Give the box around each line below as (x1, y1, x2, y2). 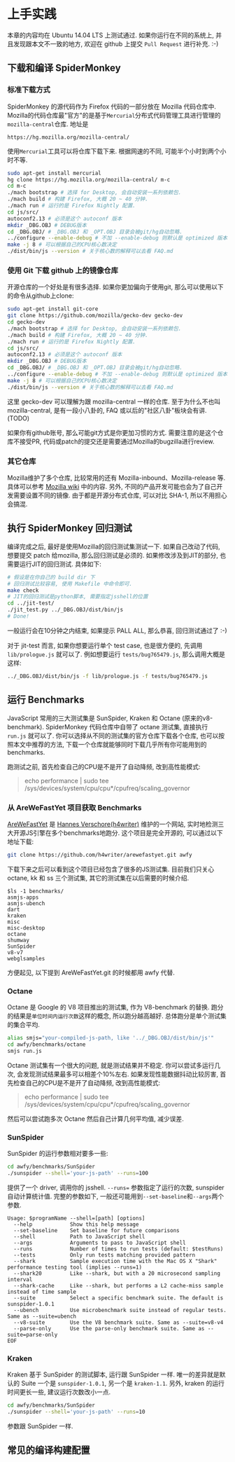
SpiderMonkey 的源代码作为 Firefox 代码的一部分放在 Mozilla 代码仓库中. (7, 102, 217, 111)
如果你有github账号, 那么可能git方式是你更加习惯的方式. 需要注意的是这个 (7, 428, 218, 436)
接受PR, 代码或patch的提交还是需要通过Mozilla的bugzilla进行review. (19, 437, 215, 446)
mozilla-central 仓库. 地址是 (7, 120, 89, 128)
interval (7, 1276, 33, 1283)
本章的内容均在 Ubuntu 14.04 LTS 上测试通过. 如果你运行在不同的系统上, (7, 31, 215, 39)
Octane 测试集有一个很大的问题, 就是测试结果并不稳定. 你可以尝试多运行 (7, 1061, 215, 1069)
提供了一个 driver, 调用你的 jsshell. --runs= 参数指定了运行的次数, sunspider (7, 1183, 225, 1192)
